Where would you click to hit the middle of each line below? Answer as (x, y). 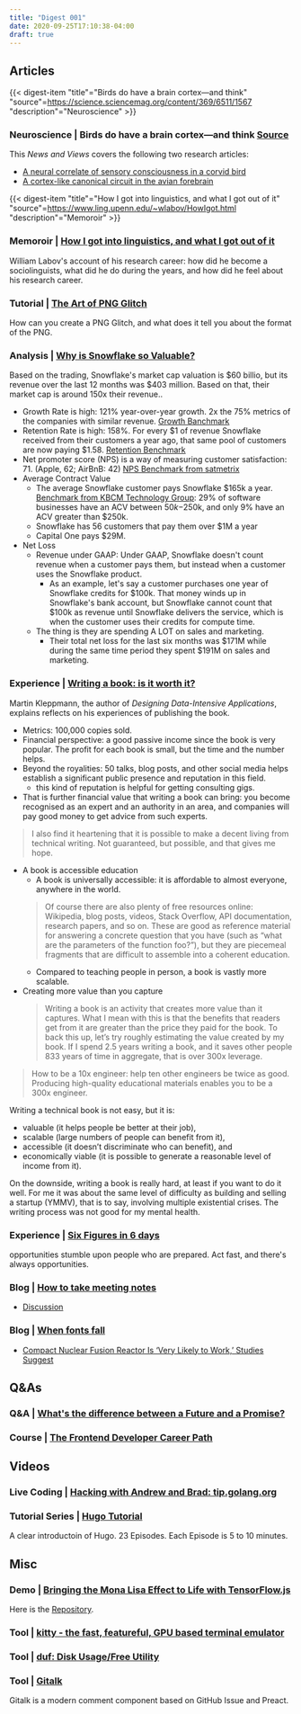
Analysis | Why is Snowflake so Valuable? (102, 356)
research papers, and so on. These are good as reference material (168, 925)
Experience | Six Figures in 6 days (84, 1235)
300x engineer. (59, 1093)
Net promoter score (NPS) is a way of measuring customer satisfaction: (155, 460)
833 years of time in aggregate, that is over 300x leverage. (154, 1056)
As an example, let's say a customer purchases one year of (159, 584)
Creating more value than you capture (93, 991)
